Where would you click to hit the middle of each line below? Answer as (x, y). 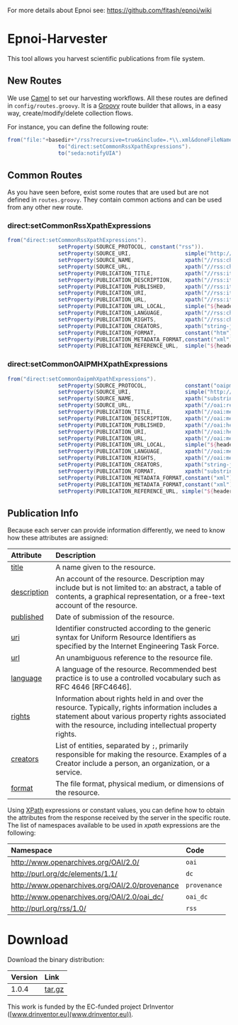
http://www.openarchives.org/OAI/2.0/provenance (95, 885)
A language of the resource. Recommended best (136, 669)
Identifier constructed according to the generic (133, 629)
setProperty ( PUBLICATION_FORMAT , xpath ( (131, 471)
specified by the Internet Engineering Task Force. (137, 647)
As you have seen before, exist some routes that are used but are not (108, 192)
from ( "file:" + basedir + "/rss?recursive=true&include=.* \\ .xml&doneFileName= (121, 140)
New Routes (35, 81)
